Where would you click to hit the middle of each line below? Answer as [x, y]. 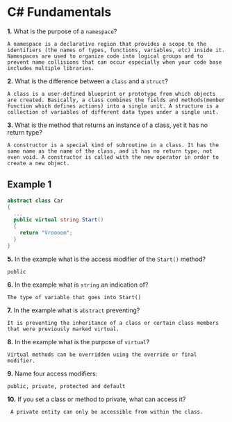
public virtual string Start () [59, 220]
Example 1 [30, 185]
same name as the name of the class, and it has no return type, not [110, 151]
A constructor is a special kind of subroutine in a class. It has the [113, 145]
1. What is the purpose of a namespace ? [62, 31]
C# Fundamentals [59, 12]
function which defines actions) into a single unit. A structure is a [113, 106]
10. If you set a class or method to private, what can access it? [97, 399]
